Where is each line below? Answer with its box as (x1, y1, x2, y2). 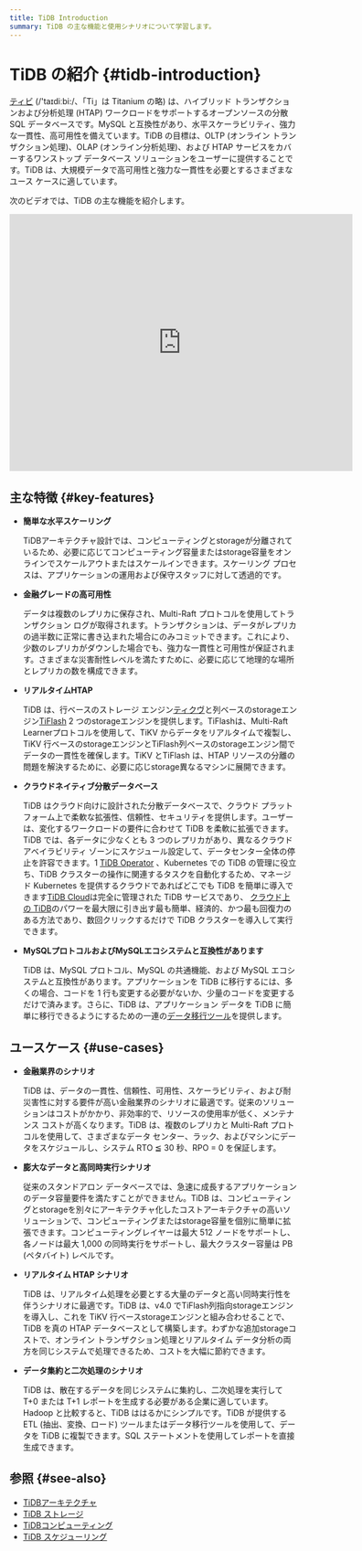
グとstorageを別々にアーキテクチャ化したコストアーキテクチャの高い (22, 1204, 283, 1216)
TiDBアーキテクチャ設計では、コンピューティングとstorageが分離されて (22, 536, 293, 547)
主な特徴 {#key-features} (9, 490, 155, 505)
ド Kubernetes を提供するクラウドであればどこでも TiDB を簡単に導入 (22, 880, 286, 891)
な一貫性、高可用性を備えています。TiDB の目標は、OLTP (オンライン (9, 130, 271, 142)
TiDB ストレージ (22, 1508, 84, 1519)
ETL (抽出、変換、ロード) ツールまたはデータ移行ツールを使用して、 (22, 1418, 281, 1430)
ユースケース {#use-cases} (9, 1039, 165, 1056)
